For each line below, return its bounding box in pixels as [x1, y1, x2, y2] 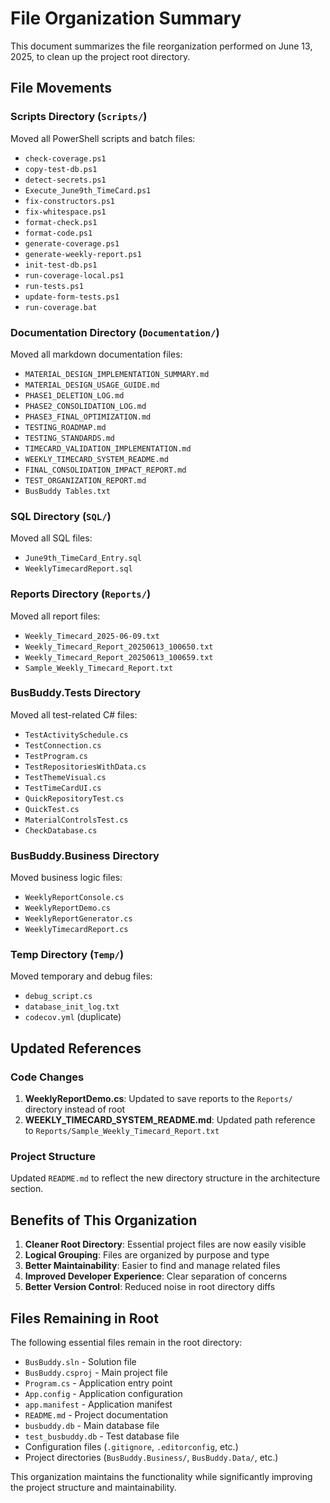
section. [10, 1183, 44, 1195]
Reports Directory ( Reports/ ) [10, 587, 152, 601]
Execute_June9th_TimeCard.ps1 [24, 185, 152, 196]
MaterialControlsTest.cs [24, 815, 129, 825]
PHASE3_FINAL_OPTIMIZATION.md [24, 412, 152, 422]
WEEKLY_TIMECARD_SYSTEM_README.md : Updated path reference [24, 1114, 316, 1126]
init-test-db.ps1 [24, 260, 98, 270]
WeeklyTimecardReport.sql [24, 564, 133, 574]
